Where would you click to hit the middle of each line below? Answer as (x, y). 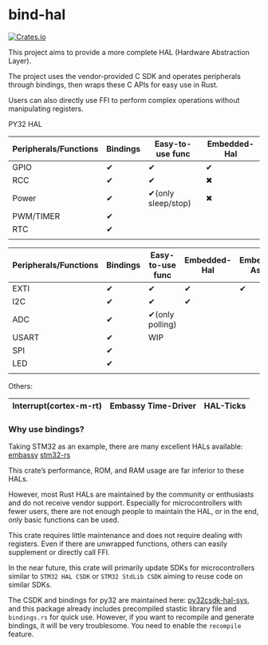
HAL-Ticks (225, 406)
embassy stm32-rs (39, 455)
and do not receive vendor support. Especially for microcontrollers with (125, 503)
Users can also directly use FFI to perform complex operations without (124, 100)
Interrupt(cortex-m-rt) (57, 406)
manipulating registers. (46, 109)
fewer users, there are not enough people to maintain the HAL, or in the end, (134, 512)
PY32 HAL (25, 124)
